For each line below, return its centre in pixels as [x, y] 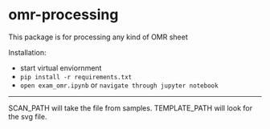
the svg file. [28, 116]
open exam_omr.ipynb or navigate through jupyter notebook [119, 85]
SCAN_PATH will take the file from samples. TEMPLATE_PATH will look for [131, 108]
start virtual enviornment [61, 68]
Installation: [27, 52]
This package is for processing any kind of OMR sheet [98, 37]
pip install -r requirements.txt [76, 77]
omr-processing [63, 15]
